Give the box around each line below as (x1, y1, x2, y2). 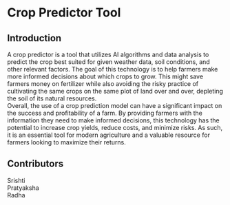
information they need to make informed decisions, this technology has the (7, 116, 220, 125)
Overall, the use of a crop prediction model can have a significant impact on (7, 102, 222, 109)
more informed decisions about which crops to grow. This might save (7, 72, 204, 80)
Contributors (7, 158, 64, 170)
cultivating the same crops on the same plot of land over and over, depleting (7, 87, 224, 95)
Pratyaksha (7, 184, 39, 192)
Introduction (7, 32, 62, 44)
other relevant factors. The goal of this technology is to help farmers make (7, 65, 218, 73)
